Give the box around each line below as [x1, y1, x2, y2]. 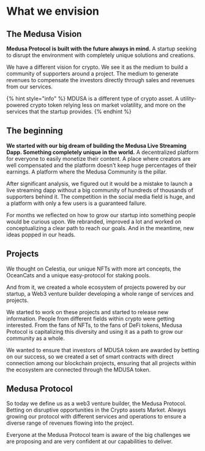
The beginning [6, 126, 63, 136]
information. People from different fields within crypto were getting [6, 315, 175, 322]
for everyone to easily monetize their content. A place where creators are [6, 155, 191, 162]
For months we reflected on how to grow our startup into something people [6, 211, 196, 218]
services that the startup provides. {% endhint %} [6, 108, 132, 115]
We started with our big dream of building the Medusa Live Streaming [6, 142, 187, 149]
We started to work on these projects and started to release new [6, 308, 169, 315]
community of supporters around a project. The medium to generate [6, 70, 179, 77]
